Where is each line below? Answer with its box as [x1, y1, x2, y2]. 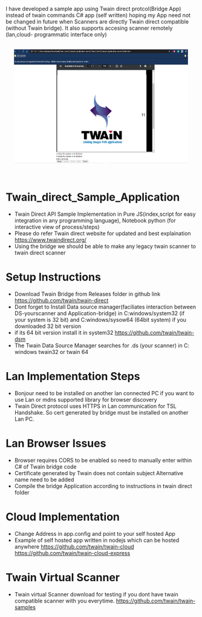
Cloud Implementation [5, 510, 120, 524]
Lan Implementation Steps [5, 370, 140, 384]
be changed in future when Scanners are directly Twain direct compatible [5, 18, 189, 25]
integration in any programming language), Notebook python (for [14, 216, 176, 224]
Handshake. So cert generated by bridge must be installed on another [14, 409, 189, 416]
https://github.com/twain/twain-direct [14, 296, 109, 304]
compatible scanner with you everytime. [14, 597, 115, 604]
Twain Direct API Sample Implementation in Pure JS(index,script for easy [14, 210, 196, 218]
